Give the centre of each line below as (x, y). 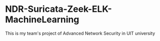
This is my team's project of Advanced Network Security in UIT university (80, 33)
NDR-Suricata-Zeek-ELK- (59, 9)
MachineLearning (42, 20)
